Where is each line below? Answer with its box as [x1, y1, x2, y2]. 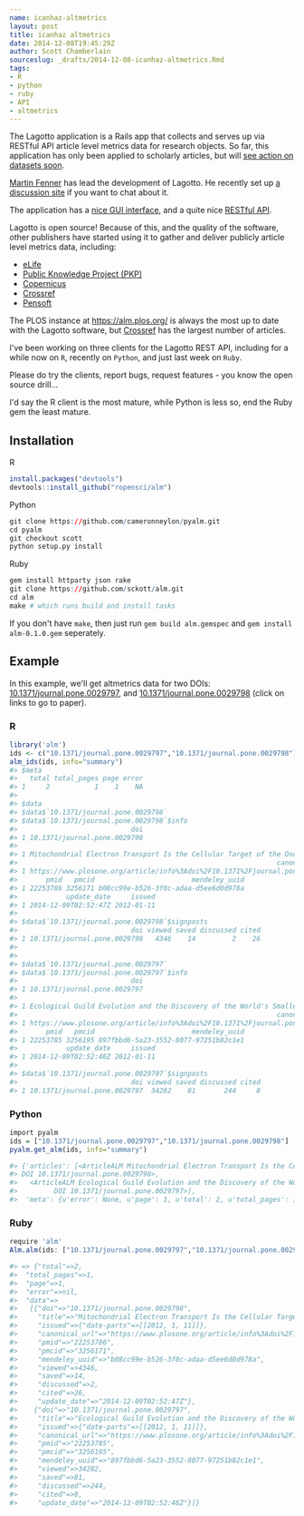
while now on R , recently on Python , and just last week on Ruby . [9, 352, 242, 363]
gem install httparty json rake [9, 576, 131, 585]
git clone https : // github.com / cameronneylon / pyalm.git [9, 516, 221, 526]
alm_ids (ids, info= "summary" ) [9, 757, 124, 767]
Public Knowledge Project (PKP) [22, 269, 143, 279]
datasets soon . [9, 160, 65, 171]
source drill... [9, 379, 59, 390]
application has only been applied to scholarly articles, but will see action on [9, 151, 294, 161]
